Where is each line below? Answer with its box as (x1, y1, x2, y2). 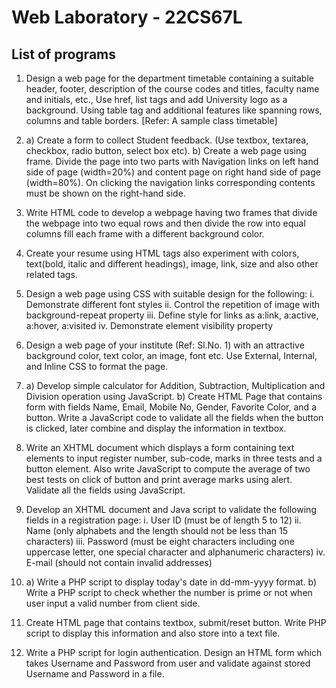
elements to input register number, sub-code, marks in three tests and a (25, 452, 323, 464)
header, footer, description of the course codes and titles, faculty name (25, 83, 320, 95)
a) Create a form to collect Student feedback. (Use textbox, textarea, (25, 134, 309, 146)
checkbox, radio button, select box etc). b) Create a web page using (25, 145, 307, 156)
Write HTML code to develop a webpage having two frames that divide (25, 207, 318, 218)
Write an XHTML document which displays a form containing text (25, 442, 295, 453)
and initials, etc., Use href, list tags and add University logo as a (25, 94, 288, 105)
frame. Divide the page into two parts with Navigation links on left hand (25, 156, 319, 167)
